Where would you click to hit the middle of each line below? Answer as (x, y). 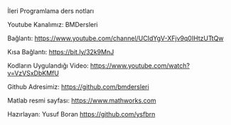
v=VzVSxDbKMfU (33, 73)
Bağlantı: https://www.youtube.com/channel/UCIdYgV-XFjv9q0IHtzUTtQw (116, 38)
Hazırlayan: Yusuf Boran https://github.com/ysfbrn (81, 114)
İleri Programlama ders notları (51, 11)
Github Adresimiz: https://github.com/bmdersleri (78, 87)
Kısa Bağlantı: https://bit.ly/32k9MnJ (61, 52)
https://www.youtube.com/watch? (140, 66)
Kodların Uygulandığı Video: (48, 66)
